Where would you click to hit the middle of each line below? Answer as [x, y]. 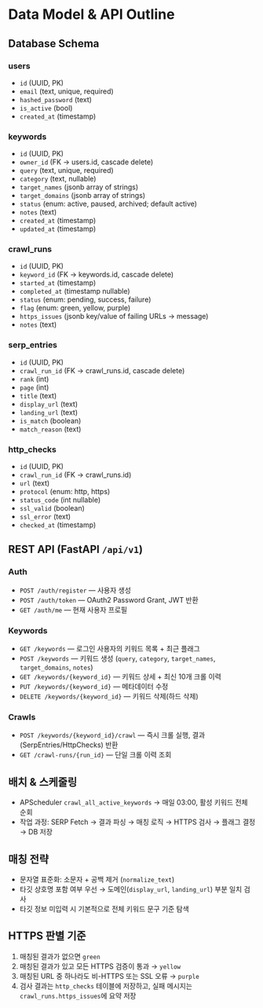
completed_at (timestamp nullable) [75, 291]
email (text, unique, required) [66, 91]
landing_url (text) [49, 412]
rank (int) [34, 379]
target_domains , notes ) [56, 667]
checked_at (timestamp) [58, 525]
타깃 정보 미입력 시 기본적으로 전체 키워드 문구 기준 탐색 [104, 908]
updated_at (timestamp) [58, 229]
